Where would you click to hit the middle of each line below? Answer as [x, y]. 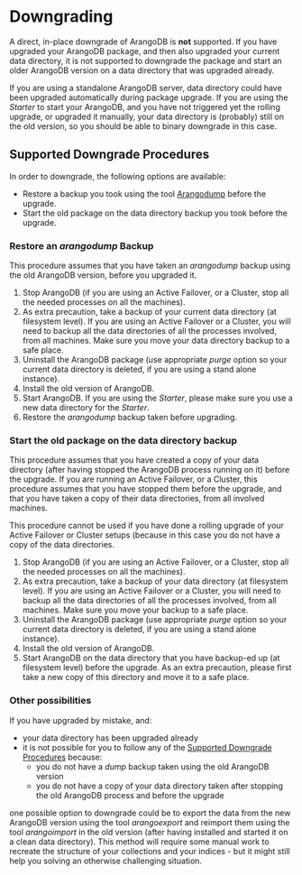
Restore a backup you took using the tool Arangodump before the [144, 193]
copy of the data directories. [62, 545]
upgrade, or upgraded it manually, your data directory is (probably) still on [146, 116]
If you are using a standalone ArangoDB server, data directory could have [146, 87]
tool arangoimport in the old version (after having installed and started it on [149, 832]
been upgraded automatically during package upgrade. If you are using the [149, 97]
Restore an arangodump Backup [82, 245]
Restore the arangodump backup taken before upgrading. [129, 418]
